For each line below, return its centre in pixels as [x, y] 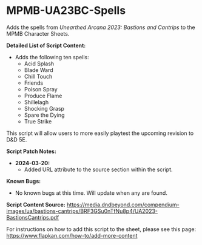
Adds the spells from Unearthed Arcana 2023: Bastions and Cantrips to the [101, 27]
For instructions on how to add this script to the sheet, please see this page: [101, 229]
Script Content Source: [36, 204]
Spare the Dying [44, 115]
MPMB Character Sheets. [38, 33]
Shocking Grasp [44, 108]
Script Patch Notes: [31, 151]
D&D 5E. [17, 139]
